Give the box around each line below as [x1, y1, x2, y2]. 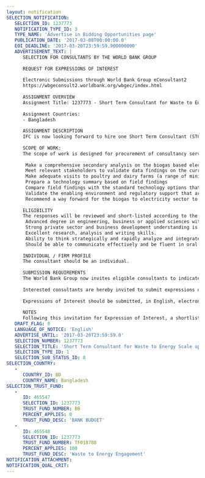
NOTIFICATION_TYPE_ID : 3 [14, 26, 78, 32]
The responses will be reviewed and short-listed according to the [22, 213, 198, 219]
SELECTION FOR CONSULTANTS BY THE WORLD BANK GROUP [22, 54, 157, 60]
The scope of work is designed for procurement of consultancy [22, 151, 187, 157]
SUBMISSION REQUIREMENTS [22, 269, 86, 276]
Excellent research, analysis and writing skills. [25, 230, 157, 236]
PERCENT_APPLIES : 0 [22, 412, 72, 418]
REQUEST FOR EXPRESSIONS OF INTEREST [22, 65, 119, 72]
